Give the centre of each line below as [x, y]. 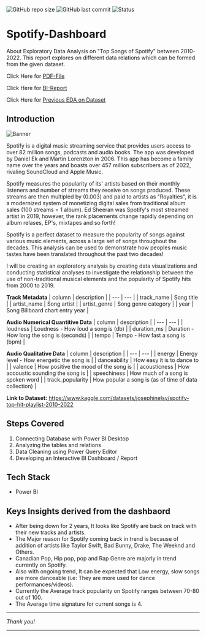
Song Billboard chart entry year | [48, 310]
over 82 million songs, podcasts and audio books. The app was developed [100, 152]
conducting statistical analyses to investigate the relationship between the [100, 272]
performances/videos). [44, 584]
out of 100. [29, 598]
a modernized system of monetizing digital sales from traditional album [96, 203]
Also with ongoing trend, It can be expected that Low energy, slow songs [107, 571]
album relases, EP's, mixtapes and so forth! [61, 222]
